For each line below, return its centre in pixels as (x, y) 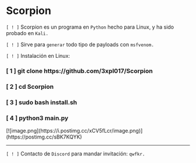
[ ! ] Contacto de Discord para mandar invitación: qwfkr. (76, 154)
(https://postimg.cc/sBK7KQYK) (44, 137)
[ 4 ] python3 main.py (37, 118)
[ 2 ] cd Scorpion (30, 86)
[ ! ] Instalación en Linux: (38, 56)
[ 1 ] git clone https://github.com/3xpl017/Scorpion (79, 71)
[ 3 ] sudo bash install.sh (42, 102)
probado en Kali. (27, 33)
